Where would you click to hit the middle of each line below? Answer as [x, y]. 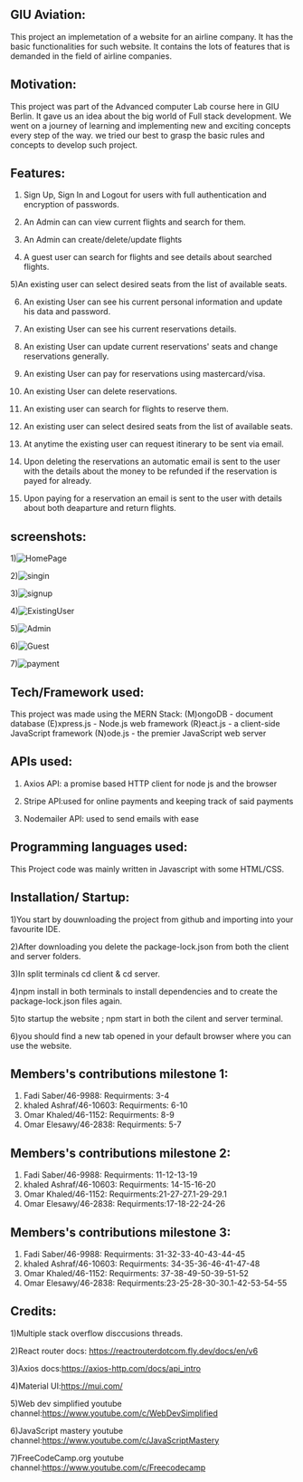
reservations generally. [66, 356]
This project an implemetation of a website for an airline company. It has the [151, 36]
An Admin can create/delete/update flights [103, 240]
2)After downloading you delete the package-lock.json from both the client [150, 947]
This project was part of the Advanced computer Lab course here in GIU [145, 106]
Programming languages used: [99, 847]
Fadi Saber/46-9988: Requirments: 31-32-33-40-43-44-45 [134, 1254]
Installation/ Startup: [70, 897]
